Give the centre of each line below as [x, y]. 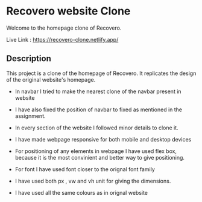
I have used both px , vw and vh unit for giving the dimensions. [93, 181]
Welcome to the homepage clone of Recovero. [64, 28]
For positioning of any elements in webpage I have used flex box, [96, 151]
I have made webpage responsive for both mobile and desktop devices [103, 139]
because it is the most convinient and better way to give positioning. [100, 157]
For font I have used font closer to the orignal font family [85, 169]
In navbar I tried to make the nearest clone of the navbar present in [98, 91]
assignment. [30, 116]
